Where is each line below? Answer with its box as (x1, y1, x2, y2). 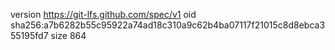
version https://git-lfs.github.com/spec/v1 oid (10, 9, 197, 20)
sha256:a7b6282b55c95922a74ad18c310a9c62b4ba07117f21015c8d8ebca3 (10, 19, 326, 31)
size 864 (50, 30, 87, 41)
